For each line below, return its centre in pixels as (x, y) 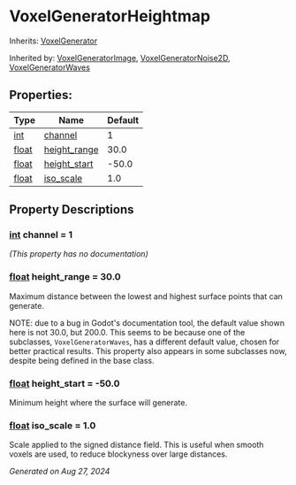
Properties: (41, 95)
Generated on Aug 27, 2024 (60, 472)
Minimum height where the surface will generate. (99, 403)
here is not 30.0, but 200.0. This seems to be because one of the (127, 332)
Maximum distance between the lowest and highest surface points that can (146, 296)
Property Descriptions (72, 210)
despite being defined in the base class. (82, 360)
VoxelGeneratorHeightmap (110, 16)
